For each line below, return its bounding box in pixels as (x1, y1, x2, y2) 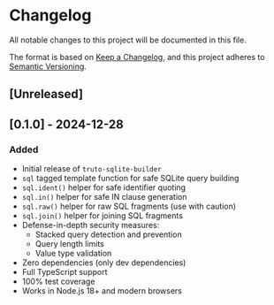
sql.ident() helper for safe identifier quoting (21, 182, 186, 193)
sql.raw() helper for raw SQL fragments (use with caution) (21, 201, 237, 212)
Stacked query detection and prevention (34, 229, 183, 240)
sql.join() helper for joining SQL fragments (21, 210, 184, 221)
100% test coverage (21, 276, 95, 287)
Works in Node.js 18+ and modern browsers (21, 286, 183, 296)
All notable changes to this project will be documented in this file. (9, 34, 247, 45)
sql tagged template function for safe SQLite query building (21, 173, 240, 184)
